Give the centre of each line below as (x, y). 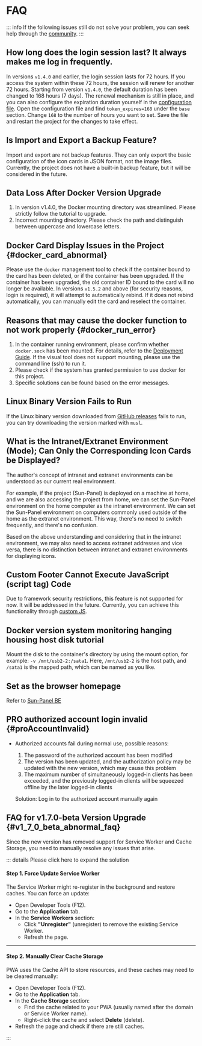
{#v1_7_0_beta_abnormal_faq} (63, 827)
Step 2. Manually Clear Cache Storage (55, 956)
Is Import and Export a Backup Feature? (82, 140)
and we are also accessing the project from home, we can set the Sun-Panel (101, 499)
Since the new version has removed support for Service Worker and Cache (99, 842)
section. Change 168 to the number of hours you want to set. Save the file (97, 114)
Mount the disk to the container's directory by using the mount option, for (97, 654)
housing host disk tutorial (55, 640)
